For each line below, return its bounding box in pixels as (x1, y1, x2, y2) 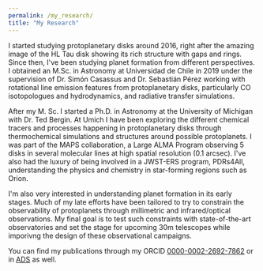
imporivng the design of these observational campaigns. (8, 231, 192, 240)
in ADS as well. (8, 254, 57, 264)
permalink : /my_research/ (8, 11, 93, 20)
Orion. (8, 173, 29, 183)
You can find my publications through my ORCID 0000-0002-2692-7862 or (8, 246, 254, 255)
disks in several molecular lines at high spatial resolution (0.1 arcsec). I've (8, 148, 246, 158)
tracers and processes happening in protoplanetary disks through (8, 123, 222, 133)
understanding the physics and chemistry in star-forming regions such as (8, 165, 247, 175)
